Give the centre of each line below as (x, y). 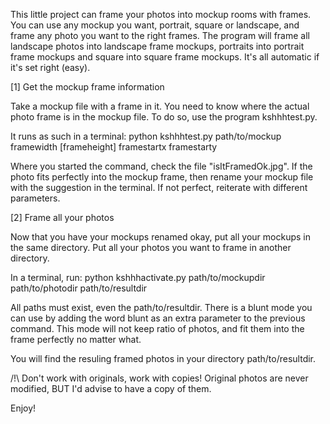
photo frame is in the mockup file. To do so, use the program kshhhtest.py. (164, 117)
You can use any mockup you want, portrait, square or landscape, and (155, 25)
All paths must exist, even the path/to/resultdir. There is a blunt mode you (161, 307)
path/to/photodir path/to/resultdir (79, 288)
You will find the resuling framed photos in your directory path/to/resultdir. (163, 358)
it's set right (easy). (50, 67)
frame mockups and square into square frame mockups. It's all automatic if (165, 57)
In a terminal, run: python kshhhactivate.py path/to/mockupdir (138, 277)
